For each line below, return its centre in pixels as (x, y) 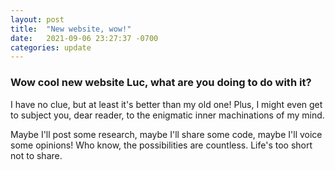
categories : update (51, 47)
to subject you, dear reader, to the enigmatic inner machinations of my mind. (167, 115)
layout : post (37, 19)
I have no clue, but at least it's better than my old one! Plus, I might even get (166, 104)
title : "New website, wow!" (71, 29)
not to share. (36, 155)
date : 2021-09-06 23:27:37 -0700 (84, 38)
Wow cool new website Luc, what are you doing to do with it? (161, 83)
